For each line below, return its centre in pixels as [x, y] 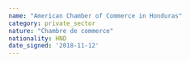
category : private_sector [52, 23]
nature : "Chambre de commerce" [61, 31]
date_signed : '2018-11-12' [54, 46]
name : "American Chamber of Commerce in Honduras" [95, 16]
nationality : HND [38, 38]
